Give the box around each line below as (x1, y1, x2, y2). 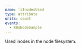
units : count (5, 16, 31, 21)
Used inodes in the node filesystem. (5, 38, 77, 44)
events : (5, 20, 21, 26)
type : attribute (5, 12, 38, 16)
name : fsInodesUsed (5, 7, 44, 12)
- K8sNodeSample (9, 25, 42, 30)
